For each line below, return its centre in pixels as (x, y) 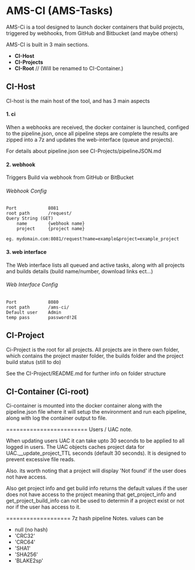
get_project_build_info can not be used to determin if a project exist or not (95, 501)
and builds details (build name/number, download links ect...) (80, 271)
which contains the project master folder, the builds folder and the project (95, 356)
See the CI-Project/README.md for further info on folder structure (86, 373)
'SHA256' (26, 555)
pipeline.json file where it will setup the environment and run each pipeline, (96, 412)
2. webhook (21, 164)
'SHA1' (23, 548)
